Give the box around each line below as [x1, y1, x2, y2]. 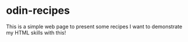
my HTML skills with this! [6, 29, 66, 36]
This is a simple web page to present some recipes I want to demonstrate [6, 23, 183, 30]
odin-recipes [6, 4, 70, 17]
